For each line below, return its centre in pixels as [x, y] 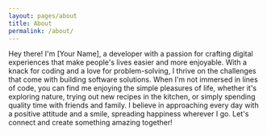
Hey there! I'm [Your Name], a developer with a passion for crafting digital [131, 54]
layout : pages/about [43, 16]
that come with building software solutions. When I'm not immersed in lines [133, 80]
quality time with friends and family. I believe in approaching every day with [134, 105]
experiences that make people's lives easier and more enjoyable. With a [128, 62]
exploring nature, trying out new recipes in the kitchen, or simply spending [132, 97]
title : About [30, 23]
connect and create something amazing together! [91, 123]
